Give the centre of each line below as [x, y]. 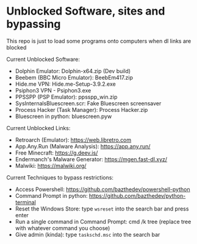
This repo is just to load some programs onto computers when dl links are [99, 41]
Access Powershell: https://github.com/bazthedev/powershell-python [102, 189]
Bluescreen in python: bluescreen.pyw [63, 116]
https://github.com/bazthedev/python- [137, 195]
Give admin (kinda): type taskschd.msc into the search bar [88, 234]
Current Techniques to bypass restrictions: [60, 177]
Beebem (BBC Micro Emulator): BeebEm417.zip [74, 77]
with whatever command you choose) [63, 228]
